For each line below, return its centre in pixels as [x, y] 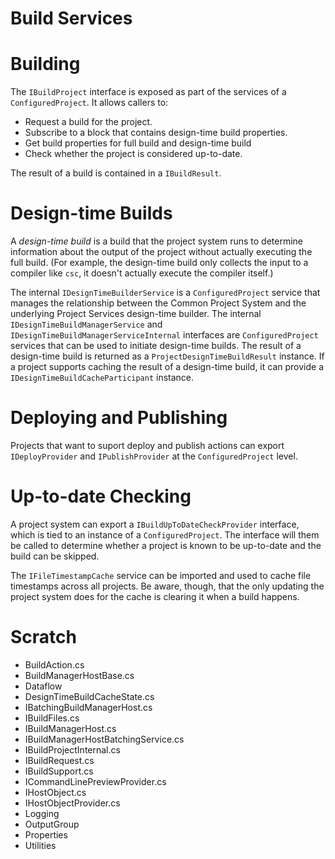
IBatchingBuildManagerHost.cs [88, 707]
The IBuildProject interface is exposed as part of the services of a [148, 92]
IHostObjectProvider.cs [72, 803]
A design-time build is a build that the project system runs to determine [157, 241]
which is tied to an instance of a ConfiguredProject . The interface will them [165, 534]
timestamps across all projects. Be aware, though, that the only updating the [167, 586]
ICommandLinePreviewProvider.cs [95, 781]
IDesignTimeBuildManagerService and [86, 324]
